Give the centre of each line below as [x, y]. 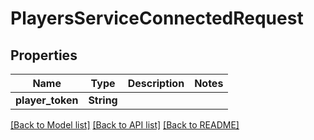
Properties [44, 55]
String [103, 100]
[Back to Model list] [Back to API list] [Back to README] [125, 125]
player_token [47, 100]
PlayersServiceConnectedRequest [157, 18]
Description [156, 83]
